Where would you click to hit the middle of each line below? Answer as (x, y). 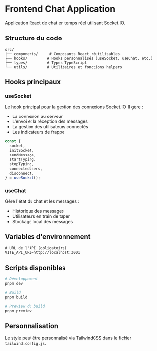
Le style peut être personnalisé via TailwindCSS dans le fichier (68, 338)
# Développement (22, 279)
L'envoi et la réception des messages (50, 121)
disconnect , (22, 173)
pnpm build (16, 297)
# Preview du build (25, 306)
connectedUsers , (26, 169)
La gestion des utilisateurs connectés (50, 127)
